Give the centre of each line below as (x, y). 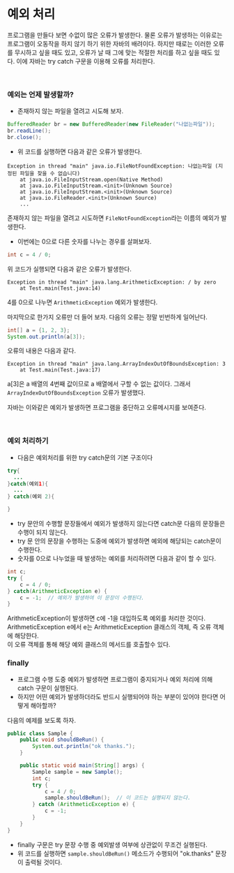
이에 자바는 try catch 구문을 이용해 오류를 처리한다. (86, 61)
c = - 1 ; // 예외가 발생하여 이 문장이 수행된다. (82, 598)
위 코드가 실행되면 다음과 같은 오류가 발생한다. (70, 269)
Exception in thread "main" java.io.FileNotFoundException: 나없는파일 (110, 166)
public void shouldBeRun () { (62, 740)
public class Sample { (40, 733)
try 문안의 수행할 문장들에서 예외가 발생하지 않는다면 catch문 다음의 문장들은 (121, 524)
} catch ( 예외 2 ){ (31, 497)
